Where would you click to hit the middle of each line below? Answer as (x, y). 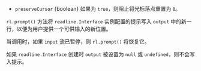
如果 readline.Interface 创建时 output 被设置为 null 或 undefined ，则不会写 (100, 54)
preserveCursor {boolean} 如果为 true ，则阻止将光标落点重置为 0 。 (98, 9)
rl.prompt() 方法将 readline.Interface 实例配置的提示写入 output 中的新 (97, 21)
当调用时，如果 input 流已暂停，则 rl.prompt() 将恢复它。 (78, 41)
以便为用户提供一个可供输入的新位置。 (64, 29)
